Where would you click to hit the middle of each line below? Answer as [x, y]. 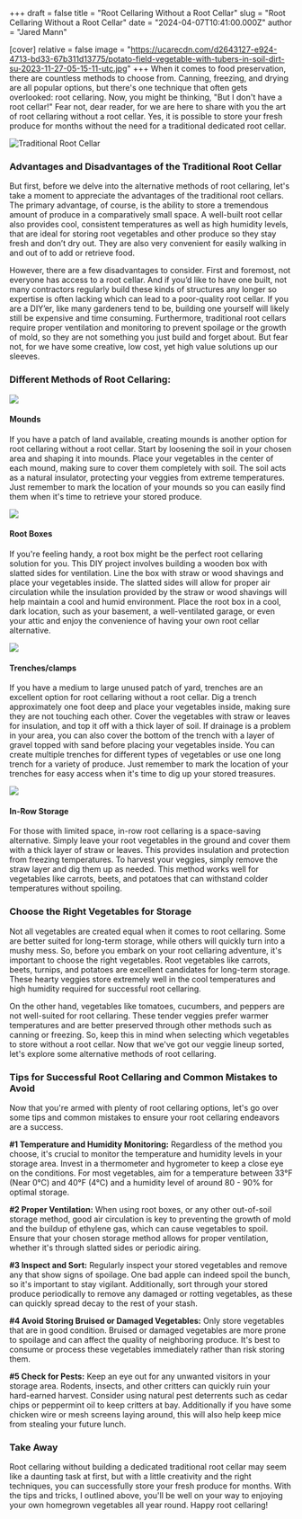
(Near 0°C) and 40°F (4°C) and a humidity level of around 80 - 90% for [141, 1182]
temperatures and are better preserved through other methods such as [141, 1025]
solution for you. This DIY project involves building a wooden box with [138, 564]
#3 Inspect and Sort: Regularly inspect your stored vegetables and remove [148, 1265]
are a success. [36, 1127]
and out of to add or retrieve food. [72, 253]
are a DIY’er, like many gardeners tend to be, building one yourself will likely [149, 308]
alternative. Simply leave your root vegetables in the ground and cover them [150, 840]
